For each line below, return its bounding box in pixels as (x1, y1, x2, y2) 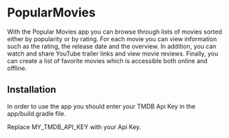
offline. (7, 64, 28, 72)
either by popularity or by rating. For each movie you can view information (7, 34, 217, 43)
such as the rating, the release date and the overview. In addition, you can (7, 42, 217, 50)
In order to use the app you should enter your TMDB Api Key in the (7, 102, 196, 111)
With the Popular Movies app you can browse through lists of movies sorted (7, 27, 222, 36)
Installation (7, 84, 56, 95)
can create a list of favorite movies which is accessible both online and (7, 56, 208, 65)
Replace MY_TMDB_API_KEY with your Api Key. (7, 122, 142, 131)
